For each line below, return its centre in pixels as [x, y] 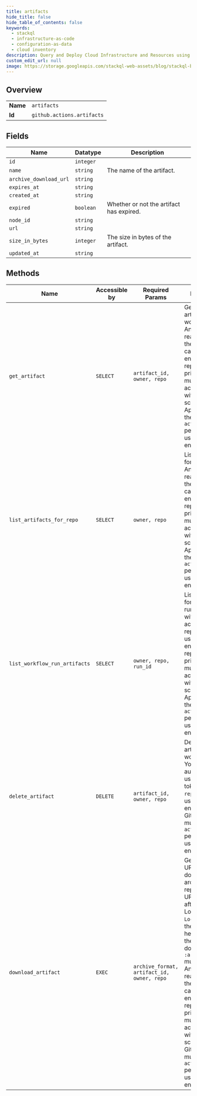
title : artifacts [27, 11]
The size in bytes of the [139, 237]
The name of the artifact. [141, 170]
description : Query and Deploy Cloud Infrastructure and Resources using [98, 55]
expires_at [24, 187]
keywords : [18, 28]
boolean [85, 208]
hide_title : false [28, 17]
